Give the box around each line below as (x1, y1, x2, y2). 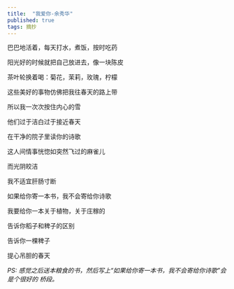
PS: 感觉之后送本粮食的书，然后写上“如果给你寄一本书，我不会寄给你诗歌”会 (7, 267, 227, 275)
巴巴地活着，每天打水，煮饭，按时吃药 (7, 43, 117, 52)
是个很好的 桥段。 (7, 275, 58, 283)
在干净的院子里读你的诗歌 (7, 132, 81, 141)
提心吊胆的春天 (7, 251, 50, 260)
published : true (7, 17, 54, 24)
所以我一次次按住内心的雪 (7, 103, 81, 111)
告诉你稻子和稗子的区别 (7, 222, 75, 230)
